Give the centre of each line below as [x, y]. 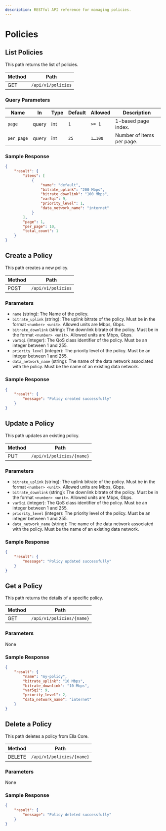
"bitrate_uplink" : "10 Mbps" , [54, 681]
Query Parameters [28, 100]
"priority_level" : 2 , [45, 695]
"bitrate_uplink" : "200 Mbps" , [73, 190]
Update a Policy [30, 423]
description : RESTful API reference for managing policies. [68, 10]
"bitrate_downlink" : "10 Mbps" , [56, 686]
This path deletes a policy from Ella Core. [47, 736]
